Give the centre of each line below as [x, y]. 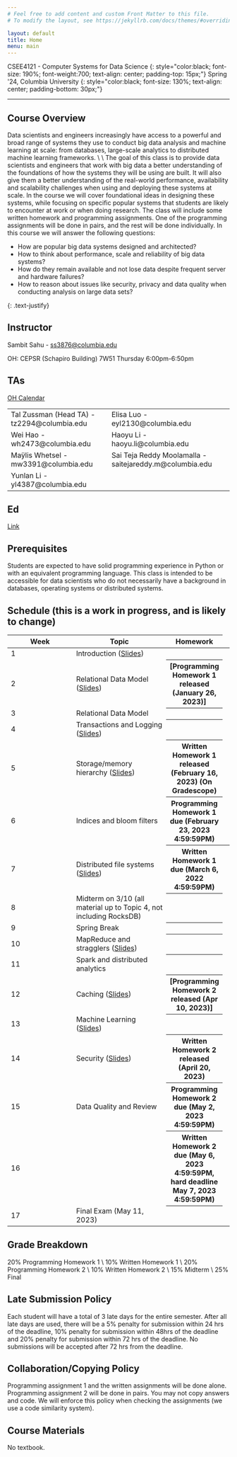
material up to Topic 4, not [120, 907]
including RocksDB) [109, 916]
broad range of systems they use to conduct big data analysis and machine [117, 142]
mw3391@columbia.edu [52, 464]
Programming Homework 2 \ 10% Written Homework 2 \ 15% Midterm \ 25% [118, 1269]
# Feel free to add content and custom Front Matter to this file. [109, 14]
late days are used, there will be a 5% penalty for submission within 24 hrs [116, 1324]
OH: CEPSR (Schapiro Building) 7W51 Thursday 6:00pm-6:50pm [101, 358]
